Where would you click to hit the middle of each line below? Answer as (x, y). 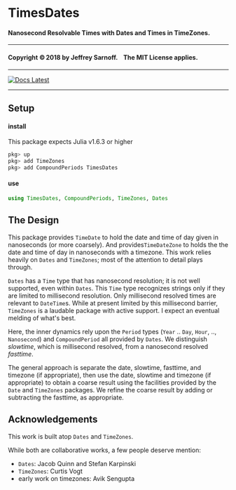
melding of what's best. (42, 318)
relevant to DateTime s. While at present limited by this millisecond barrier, (113, 303)
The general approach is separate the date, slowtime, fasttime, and (105, 367)
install (17, 126)
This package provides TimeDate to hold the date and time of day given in (113, 237)
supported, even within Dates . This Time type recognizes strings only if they (117, 288)
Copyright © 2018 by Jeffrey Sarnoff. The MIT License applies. (103, 57)
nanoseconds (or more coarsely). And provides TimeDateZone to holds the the (118, 244)
